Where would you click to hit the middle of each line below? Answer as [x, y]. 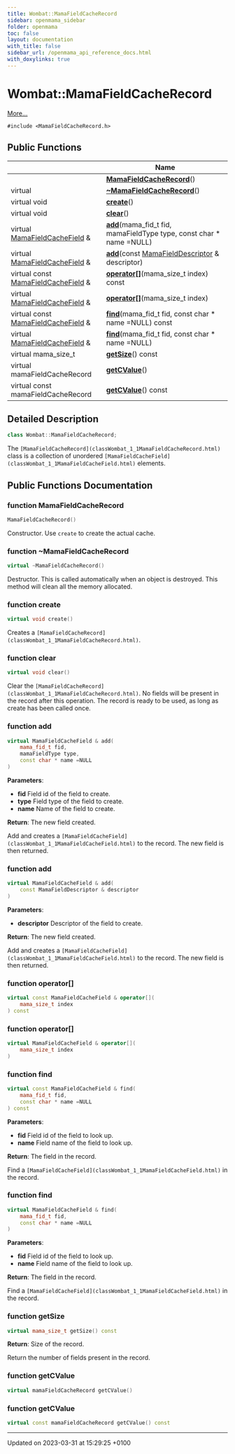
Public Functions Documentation [80, 485]
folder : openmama [33, 27]
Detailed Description [53, 419]
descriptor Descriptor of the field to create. [80, 923]
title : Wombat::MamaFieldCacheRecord [62, 14]
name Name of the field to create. [66, 808]
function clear [32, 658]
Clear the [21, 686]
